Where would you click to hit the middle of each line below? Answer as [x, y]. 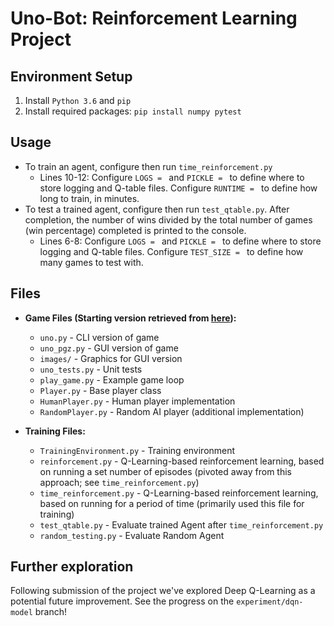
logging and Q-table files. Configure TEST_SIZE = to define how [171, 251]
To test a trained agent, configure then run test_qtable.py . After [157, 209]
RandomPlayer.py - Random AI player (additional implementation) [172, 411]
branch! [51, 612]
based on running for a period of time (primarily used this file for [172, 503]
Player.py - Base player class [100, 390]
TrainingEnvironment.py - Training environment [137, 450]
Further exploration [72, 567]
